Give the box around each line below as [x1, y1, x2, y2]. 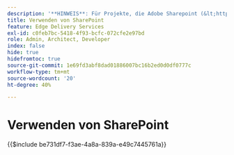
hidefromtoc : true [7, 56, 61, 63]
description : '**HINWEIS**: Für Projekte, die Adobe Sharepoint [7, 10, 198, 17]
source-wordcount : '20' [7, 74, 77, 82]
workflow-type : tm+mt [7, 68, 70, 75]
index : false [7, 42, 45, 49]
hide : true [7, 49, 39, 56]
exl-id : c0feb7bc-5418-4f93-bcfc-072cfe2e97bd [7, 29, 145, 37]
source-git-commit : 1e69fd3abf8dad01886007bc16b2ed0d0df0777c [7, 62, 192, 69]
